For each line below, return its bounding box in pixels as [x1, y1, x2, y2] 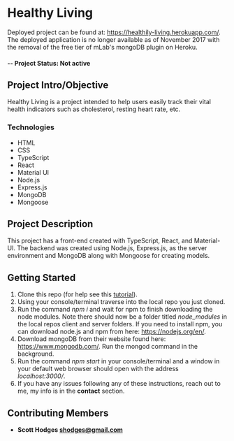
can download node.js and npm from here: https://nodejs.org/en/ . [17, 327, 206, 336]
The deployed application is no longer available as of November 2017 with [7, 35, 220, 43]
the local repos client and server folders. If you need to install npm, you [17, 320, 223, 328]
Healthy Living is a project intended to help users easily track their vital [7, 98, 212, 106]
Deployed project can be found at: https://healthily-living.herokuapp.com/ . [7, 28, 221, 36]
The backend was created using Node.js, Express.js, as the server [17, 244, 207, 252]
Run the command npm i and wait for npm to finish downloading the [17, 305, 213, 314]
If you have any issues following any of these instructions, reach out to [17, 379, 221, 388]
